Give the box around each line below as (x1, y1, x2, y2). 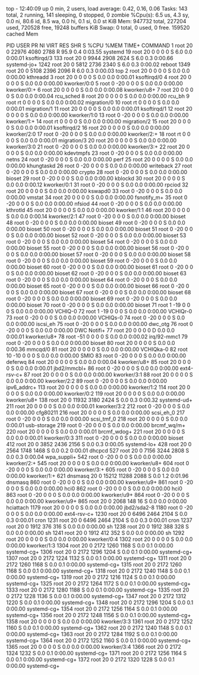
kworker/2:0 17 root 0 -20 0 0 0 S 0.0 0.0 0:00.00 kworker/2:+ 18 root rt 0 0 (6, 130, 191, 138)
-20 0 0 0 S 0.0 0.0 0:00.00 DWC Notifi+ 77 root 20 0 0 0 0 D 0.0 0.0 (6, 327, 175, 334)
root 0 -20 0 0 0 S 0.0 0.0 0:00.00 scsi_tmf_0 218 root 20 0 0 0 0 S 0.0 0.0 (6, 415, 188, 422)
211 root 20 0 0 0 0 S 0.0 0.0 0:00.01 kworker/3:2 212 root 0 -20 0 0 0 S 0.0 (6, 403, 190, 410)
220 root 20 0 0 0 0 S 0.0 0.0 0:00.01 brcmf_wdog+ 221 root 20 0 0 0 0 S (6, 428, 185, 435)
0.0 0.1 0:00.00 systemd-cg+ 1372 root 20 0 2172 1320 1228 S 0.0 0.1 (6, 656, 175, 663)
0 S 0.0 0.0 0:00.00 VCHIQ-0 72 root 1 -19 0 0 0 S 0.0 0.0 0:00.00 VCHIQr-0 (6, 308, 192, 315)
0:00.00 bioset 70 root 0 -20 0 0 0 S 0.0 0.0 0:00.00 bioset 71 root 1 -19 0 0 (6, 301, 191, 309)
